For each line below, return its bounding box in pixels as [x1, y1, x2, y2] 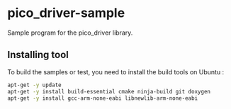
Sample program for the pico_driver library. [7, 28, 133, 37]
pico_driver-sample [7, 5, 125, 21]
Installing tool [7, 49, 69, 61]
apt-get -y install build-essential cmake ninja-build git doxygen [7, 88, 211, 95]
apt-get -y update [7, 81, 62, 88]
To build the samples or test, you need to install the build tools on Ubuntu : [7, 67, 225, 76]
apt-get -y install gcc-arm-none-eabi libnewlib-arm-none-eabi [7, 94, 198, 102]
